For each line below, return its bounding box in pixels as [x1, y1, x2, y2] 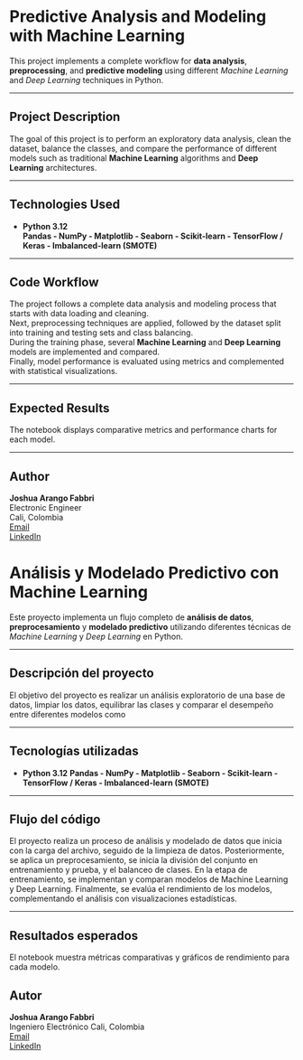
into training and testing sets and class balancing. [9, 327, 194, 338]
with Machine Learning [9, 25, 186, 46]
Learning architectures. [9, 162, 97, 173]
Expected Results [9, 400, 110, 416]
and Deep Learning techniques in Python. [9, 74, 164, 85]
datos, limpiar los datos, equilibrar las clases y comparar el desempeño [9, 699, 274, 710]
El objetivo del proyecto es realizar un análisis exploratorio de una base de [9, 689, 286, 700]
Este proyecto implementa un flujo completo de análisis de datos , [9, 612, 254, 623]
